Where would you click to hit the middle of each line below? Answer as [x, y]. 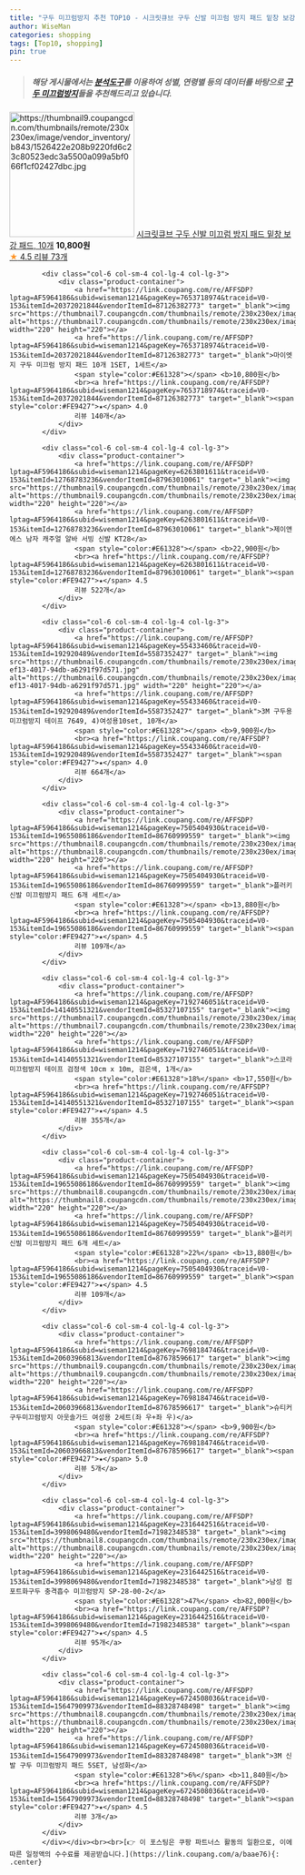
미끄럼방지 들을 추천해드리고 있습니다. [106, 93]
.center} [26, 1862]
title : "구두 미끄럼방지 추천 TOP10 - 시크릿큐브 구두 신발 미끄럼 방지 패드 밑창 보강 [152, 18]
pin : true [28, 52]
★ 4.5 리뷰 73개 [39, 257]
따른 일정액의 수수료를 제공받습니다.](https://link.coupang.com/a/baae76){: [144, 1855]
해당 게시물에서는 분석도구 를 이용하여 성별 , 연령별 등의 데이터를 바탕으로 [157, 82]
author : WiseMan [40, 26]
